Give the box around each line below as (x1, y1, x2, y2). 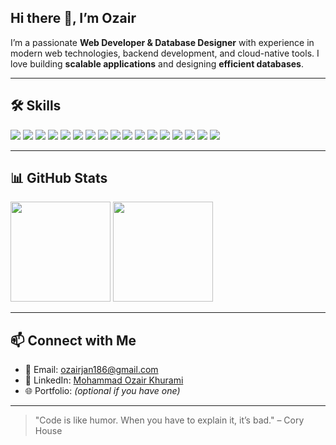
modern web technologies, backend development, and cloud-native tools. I (10, 47, 320, 59)
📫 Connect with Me (10, 332, 137, 349)
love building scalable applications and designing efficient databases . (10, 57, 305, 70)
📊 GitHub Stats (10, 170, 108, 187)
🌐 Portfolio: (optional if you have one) (24, 385, 181, 397)
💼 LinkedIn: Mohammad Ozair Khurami (24, 374, 184, 386)
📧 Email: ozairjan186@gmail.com (24, 364, 159, 376)
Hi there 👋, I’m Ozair (10, 10, 137, 27)
